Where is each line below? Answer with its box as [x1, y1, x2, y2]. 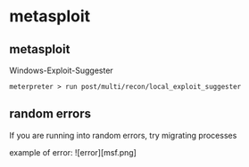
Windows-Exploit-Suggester [9, 65, 113, 76]
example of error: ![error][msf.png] [9, 147, 137, 157]
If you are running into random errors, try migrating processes [9, 130, 237, 140]
